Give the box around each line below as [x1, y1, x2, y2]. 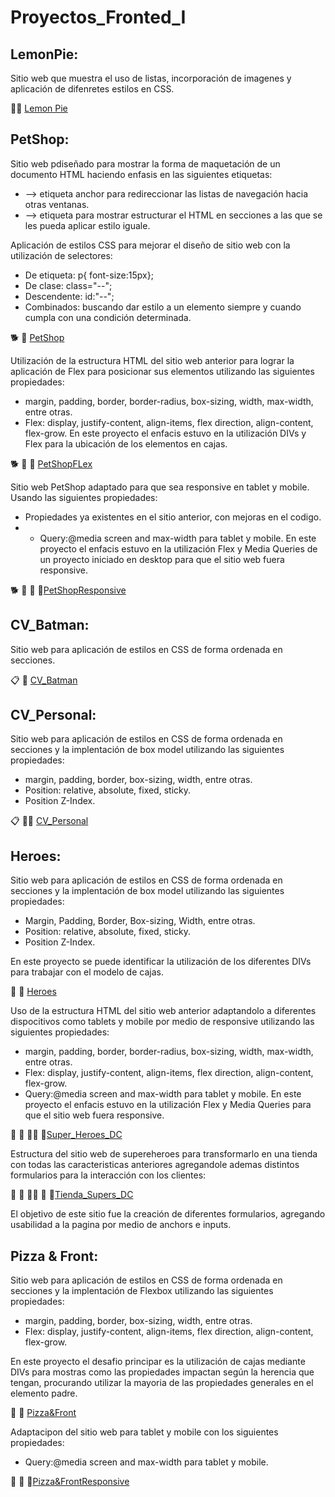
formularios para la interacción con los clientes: [10, 1169, 207, 1181]
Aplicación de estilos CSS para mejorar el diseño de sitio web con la [10, 239, 291, 251]
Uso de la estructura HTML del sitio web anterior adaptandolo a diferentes [10, 1005, 317, 1017]
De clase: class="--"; [24, 279, 113, 291]
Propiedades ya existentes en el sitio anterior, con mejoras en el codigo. [24, 511, 322, 523]
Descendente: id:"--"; [24, 290, 115, 302]
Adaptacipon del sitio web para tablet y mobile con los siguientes [10, 1426, 279, 1438]
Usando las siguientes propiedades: [10, 491, 158, 503]
